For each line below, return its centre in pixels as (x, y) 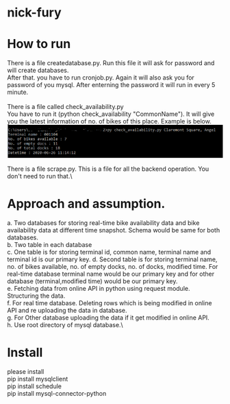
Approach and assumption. (86, 203)
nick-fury (34, 13)
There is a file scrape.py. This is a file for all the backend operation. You (108, 169)
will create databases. (38, 71)
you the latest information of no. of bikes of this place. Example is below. (110, 121)
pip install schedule (34, 386)
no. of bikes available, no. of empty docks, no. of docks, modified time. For (113, 266)
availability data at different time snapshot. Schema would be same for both (114, 230)
